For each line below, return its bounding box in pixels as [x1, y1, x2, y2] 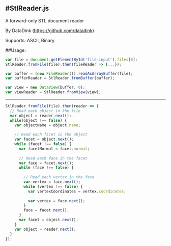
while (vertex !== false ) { [23, 184, 83, 189]
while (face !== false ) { [18, 165, 74, 170]
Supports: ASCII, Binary [5, 37, 55, 43]
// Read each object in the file [10, 108, 81, 114]
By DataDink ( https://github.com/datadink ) [5, 28, 94, 34]
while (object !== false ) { [10, 118, 67, 123]
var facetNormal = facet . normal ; [18, 146, 90, 151]
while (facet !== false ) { [14, 142, 72, 147]
